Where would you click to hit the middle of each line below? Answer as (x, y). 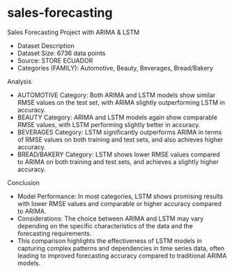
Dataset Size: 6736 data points (61, 53)
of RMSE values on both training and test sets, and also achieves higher (120, 139)
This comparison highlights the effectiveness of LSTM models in (110, 241)
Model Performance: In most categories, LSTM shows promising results (120, 196)
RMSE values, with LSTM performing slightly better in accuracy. (109, 124)
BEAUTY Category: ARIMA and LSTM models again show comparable (117, 117)
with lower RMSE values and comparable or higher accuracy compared (119, 203)
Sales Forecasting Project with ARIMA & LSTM (73, 32)
